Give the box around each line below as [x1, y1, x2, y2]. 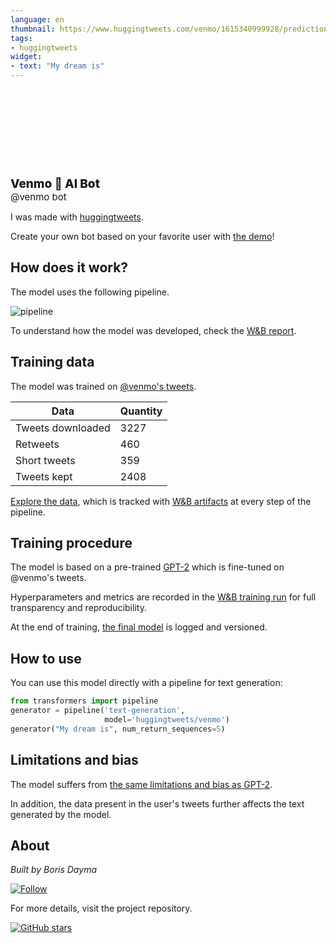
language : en [10, 14, 65, 25]
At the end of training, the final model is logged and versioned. [10, 621, 268, 633]
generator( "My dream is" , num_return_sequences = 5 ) [10, 724, 226, 734]
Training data [10, 354, 95, 371]
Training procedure [10, 535, 133, 552]
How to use [10, 650, 82, 667]
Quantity [119, 404, 163, 418]
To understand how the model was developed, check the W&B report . [10, 324, 297, 336]
